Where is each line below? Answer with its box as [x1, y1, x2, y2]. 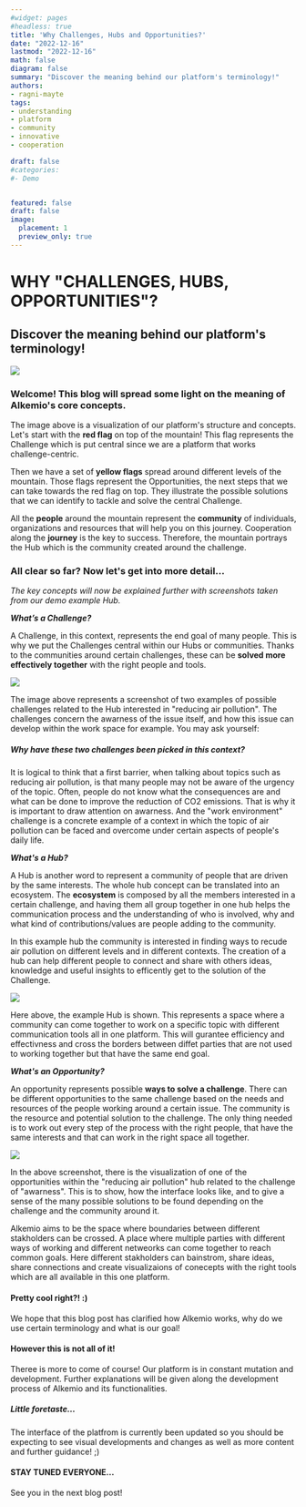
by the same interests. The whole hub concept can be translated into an [10, 880, 280, 891]
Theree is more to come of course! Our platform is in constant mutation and [10, 1363, 294, 1374]
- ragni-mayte [10, 89, 65, 98]
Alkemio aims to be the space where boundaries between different [10, 1223, 260, 1235]
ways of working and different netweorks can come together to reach [10, 1243, 271, 1254]
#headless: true [10, 22, 72, 31]
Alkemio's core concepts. [10, 398, 127, 411]
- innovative [10, 132, 60, 141]
